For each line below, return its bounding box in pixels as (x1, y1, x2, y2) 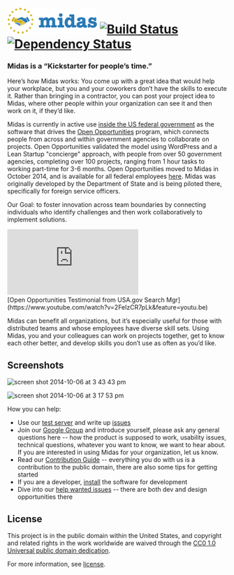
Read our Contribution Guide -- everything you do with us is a (17, 456, 196, 464)
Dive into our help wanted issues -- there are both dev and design (17, 486, 207, 494)
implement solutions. (7, 215, 68, 224)
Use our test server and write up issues (17, 418, 131, 427)
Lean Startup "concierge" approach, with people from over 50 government (7, 150, 222, 159)
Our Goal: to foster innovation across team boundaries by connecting (7, 201, 206, 209)
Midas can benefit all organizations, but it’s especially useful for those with (7, 316, 222, 325)
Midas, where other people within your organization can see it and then (7, 99, 212, 108)
